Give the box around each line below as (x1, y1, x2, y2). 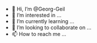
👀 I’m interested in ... (11, 12, 62, 19)
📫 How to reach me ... (11, 31, 66, 37)
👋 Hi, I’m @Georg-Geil (11, 6, 65, 12)
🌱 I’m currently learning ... (11, 18, 75, 24)
